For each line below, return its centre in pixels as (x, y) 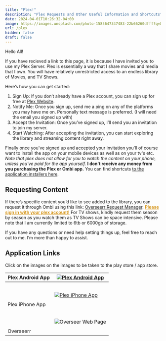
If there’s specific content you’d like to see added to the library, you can (78, 202)
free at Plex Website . (33, 101)
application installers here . (32, 174)
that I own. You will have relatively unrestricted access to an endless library (82, 71)
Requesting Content (37, 190)
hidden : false (20, 33)
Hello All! (14, 51)
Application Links (33, 253)
